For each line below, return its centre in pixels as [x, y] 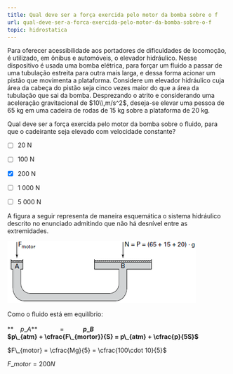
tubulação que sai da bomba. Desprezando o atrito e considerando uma [111, 96]
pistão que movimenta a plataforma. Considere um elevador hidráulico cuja [116, 80]
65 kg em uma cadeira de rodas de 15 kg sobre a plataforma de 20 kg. [109, 111]
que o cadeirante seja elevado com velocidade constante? [92, 132]
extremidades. [28, 231]
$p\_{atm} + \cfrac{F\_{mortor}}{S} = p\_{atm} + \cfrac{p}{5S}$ [103, 336]
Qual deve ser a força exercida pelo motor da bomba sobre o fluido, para [113, 124]
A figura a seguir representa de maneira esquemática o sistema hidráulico [114, 216]
